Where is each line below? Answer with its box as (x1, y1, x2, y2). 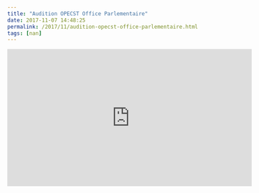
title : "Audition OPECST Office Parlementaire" (7, 10, 149, 17)
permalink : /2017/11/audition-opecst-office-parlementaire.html (7, 23, 198, 30)
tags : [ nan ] (7, 29, 42, 37)
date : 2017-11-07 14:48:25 (7, 17, 86, 24)
